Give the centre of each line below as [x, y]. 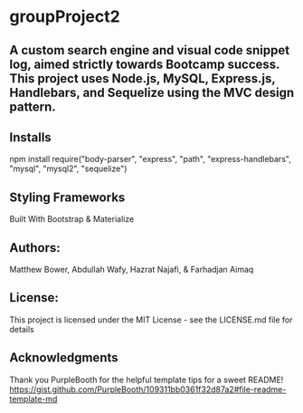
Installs [30, 137]
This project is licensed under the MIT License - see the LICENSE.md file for [151, 320]
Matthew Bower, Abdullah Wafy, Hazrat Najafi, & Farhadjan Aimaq [132, 270]
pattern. [33, 106]
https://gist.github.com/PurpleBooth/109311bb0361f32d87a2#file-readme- [148, 389]
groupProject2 [65, 17]
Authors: [35, 248]
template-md [33, 399]
